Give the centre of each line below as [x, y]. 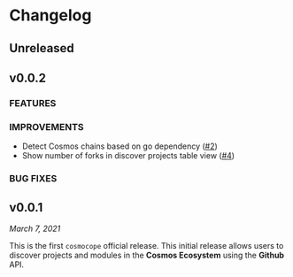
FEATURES [33, 103]
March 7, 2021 [35, 228]
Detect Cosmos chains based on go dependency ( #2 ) [120, 146]
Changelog [50, 15]
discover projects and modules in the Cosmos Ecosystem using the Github [147, 255]
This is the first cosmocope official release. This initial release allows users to [146, 245]
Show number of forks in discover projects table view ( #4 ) [128, 156]
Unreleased [42, 48]
